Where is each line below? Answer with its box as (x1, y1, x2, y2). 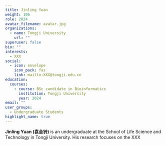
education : (5, 77, 28, 82)
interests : (5, 49, 28, 54)
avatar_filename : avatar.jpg (5, 21, 66, 26)
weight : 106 (5, 12, 30, 17)
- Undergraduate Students (9, 109, 64, 115)
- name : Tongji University (9, 30, 66, 35)
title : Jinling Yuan (5, 7, 48, 12)
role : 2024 (5, 16, 28, 21)
